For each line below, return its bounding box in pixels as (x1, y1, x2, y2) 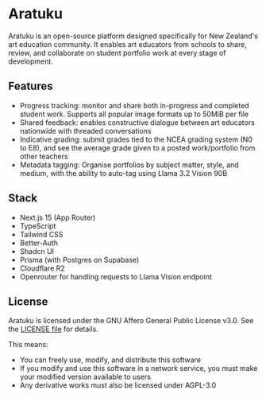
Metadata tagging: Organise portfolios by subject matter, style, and (19, 160, 240, 170)
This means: (8, 340, 49, 349)
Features (8, 80, 53, 93)
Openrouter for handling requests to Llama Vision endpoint (19, 271, 212, 281)
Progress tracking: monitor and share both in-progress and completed (19, 100, 249, 110)
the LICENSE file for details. (8, 324, 99, 334)
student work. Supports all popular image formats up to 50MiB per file (19, 109, 249, 119)
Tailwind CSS (19, 229, 64, 239)
